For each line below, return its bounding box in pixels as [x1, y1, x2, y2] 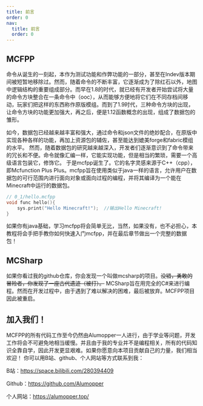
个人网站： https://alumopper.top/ [6, 393, 89, 400]
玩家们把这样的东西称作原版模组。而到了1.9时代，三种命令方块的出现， [16, 100, 194, 108]
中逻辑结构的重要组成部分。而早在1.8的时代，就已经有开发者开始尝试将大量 [6, 85, 194, 93]
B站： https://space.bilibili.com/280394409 [6, 367, 114, 375]
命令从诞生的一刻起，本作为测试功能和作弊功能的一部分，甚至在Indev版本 [6, 70, 190, 77]
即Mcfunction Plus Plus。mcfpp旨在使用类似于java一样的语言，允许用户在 [6, 166, 192, 174]
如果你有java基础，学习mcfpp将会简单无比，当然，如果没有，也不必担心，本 [6, 222, 198, 230]
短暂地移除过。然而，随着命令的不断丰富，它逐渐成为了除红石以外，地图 [16, 78, 198, 85]
